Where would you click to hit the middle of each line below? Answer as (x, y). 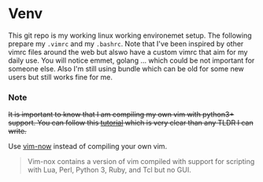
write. (17, 131)
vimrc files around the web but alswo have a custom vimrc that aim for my (128, 52)
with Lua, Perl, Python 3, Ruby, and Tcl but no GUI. (109, 170)
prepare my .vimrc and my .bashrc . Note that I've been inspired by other (126, 43)
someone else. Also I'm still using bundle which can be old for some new (126, 68)
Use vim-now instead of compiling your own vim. (88, 147)
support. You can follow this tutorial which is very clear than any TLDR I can (131, 123)
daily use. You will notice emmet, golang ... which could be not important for (131, 60)
